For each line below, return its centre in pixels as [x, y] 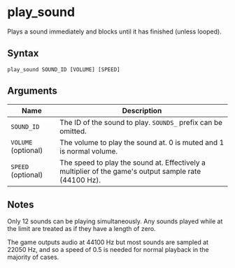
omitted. [73, 131]
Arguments [33, 91]
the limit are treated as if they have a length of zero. [81, 229]
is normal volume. [88, 151]
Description [142, 110]
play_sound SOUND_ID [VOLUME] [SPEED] [64, 69]
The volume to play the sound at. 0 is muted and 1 [142, 142]
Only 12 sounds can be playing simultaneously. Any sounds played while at [115, 221]
